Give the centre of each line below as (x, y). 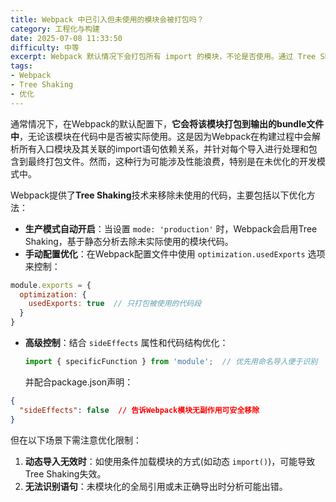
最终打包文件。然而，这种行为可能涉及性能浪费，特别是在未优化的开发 (172, 161)
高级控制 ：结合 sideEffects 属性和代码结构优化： (126, 342)
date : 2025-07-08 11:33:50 (66, 38)
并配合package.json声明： (79, 382)
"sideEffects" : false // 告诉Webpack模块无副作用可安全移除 (139, 410)
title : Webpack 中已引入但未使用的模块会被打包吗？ (107, 19)
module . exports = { (51, 285)
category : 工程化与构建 (55, 29)
